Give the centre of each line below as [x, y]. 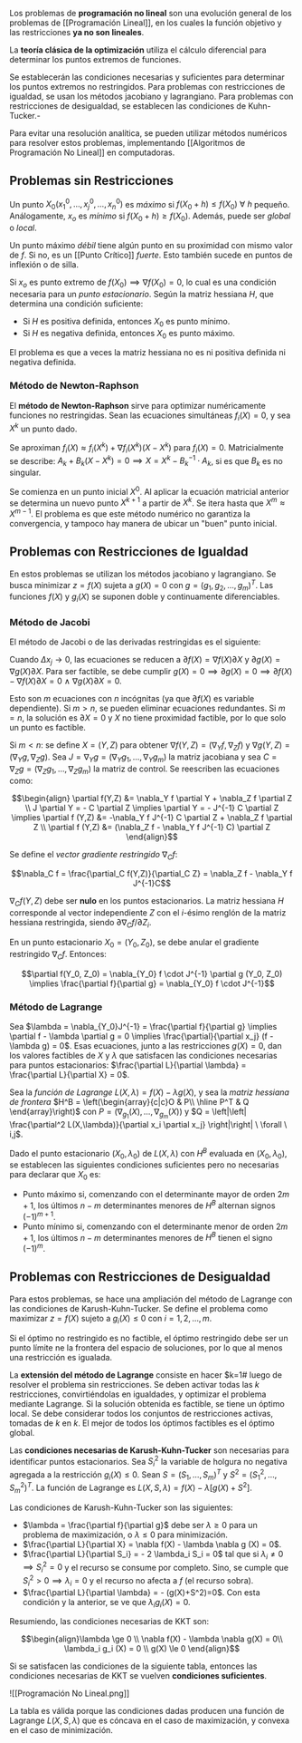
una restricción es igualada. [61, 1357]
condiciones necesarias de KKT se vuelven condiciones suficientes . [138, 1676]
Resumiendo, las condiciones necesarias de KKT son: [109, 1622]
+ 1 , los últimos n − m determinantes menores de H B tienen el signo [147, 1236]
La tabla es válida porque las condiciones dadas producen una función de [147, 1711]
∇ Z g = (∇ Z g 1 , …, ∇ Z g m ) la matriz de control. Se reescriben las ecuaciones [145, 770]
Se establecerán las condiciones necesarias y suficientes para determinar [147, 77]
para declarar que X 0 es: [55, 1176]
